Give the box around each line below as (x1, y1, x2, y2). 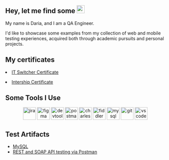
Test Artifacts (5, 130, 50, 139)
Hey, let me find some (5, 7, 76, 15)
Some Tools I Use (5, 93, 61, 102)
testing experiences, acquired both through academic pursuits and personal (5, 35, 164, 41)
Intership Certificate (12, 79, 53, 85)
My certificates (5, 55, 55, 64)
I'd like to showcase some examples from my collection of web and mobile (5, 30, 161, 36)
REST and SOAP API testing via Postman (12, 149, 97, 155)
